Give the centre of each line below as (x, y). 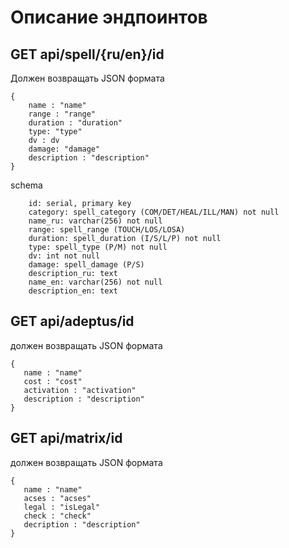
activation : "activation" (80, 390)
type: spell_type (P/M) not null (98, 247)
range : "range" (62, 114)
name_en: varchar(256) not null (95, 282)
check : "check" (57, 516)
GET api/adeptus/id (72, 321)
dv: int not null (64, 256)
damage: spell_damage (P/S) (86, 265)
